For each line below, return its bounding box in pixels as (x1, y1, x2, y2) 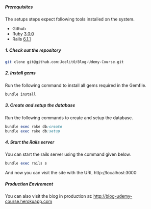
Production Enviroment (5, 181, 53, 187)
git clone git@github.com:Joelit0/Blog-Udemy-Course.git (5, 59, 124, 64)
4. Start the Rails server (5, 139, 55, 145)
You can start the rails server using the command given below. (5, 151, 131, 157)
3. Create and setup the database (5, 103, 75, 108)
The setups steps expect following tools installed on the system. (5, 16, 135, 22)
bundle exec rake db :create (5, 124, 63, 129)
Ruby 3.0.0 (12, 31, 34, 37)
